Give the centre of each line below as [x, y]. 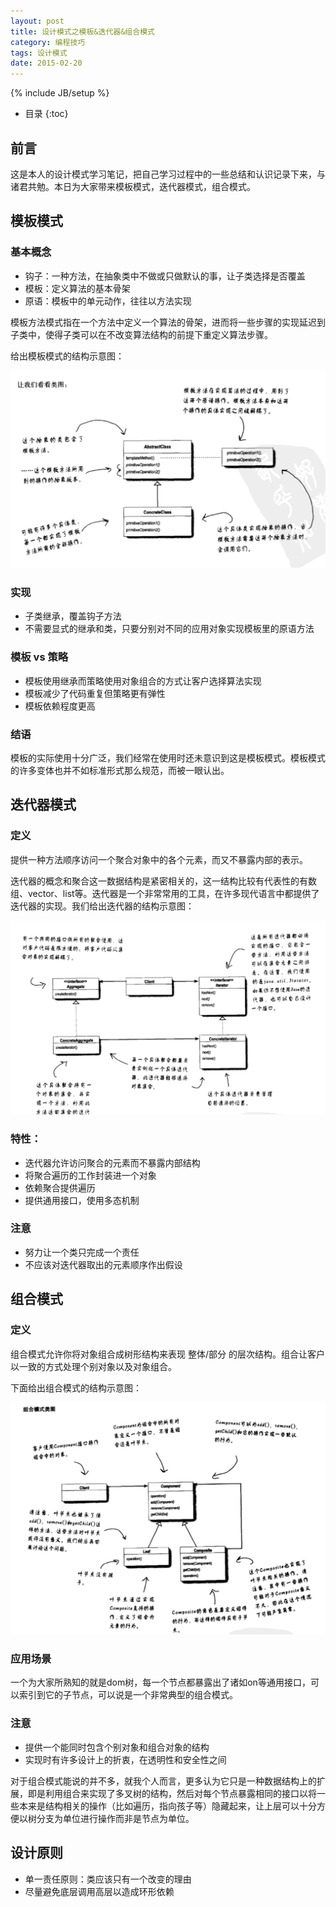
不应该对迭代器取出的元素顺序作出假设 [103, 1264]
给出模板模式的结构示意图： [67, 356]
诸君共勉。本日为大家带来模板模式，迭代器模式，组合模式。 [133, 186]
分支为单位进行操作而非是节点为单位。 [115, 1818]
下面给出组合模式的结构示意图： [76, 1387]
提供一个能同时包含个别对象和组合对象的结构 [117, 1747]
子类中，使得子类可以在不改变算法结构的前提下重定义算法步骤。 [141, 334]
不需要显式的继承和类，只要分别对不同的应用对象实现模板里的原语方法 [169, 629]
